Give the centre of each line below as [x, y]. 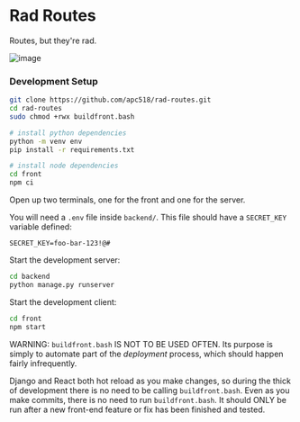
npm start [28, 327]
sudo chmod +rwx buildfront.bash [72, 117]
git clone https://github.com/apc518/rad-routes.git [110, 100]
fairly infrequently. [43, 363]
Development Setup [54, 81]
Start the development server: [65, 260]
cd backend [30, 277]
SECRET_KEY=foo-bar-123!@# [60, 244]
